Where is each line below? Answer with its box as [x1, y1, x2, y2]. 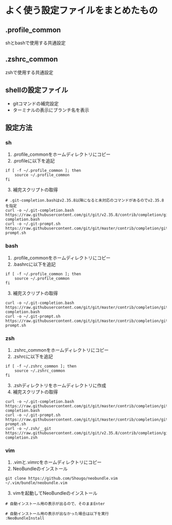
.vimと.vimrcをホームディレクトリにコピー [12, 459, 102, 465]
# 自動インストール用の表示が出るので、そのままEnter [5, 501, 105, 506]
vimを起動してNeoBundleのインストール [12, 490, 98, 496]
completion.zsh [5, 435, 38, 440]
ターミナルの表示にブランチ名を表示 [12, 106, 90, 113]
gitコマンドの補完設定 [12, 100, 59, 106]
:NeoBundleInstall [5, 516, 45, 521]
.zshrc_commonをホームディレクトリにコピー [12, 347, 109, 353]
